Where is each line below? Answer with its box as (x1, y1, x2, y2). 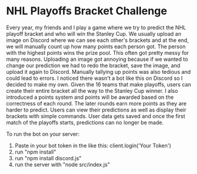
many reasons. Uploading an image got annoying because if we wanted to (6, 55, 189, 63)
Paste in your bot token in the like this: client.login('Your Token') (14, 142, 171, 149)
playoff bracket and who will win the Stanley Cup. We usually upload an (6, 30, 182, 37)
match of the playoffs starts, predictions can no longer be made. (6, 119, 164, 126)
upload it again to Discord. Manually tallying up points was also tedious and (6, 68, 191, 75)
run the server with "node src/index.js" (14, 161, 110, 168)
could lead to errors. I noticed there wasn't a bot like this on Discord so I (6, 74, 183, 82)
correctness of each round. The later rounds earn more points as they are (6, 100, 187, 107)
